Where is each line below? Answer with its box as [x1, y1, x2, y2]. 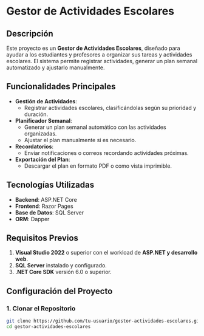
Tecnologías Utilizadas [6, 180, 95, 190]
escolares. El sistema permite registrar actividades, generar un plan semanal [6, 58, 198, 64]
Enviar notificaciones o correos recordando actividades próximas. [24, 149, 189, 156]
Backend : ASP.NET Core [15, 196, 77, 203]
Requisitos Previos [6, 233, 79, 244]
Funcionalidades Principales [6, 81, 116, 92]
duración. [24, 111, 49, 118]
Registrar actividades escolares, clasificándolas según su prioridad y [24, 104, 197, 111]
